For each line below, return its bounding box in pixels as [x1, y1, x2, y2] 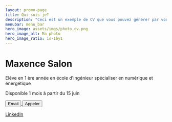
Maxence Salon [5, 58, 73, 69]
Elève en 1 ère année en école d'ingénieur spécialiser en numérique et [5, 75, 154, 81]
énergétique [5, 80, 31, 86]
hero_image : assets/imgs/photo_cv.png [5, 27, 88, 32]
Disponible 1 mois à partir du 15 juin [5, 90, 80, 96]
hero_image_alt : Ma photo [5, 31, 60, 36]
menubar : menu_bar [5, 21, 45, 27]
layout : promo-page [5, 7, 47, 13]
